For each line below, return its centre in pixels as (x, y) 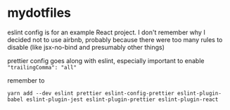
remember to (26, 80)
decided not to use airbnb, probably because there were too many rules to (115, 39)
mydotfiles (39, 13)
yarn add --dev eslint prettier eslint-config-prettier (91, 93)
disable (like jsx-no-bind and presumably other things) (86, 47)
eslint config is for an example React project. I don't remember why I (106, 32)
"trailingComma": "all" (42, 67)
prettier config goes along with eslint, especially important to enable (106, 60)
